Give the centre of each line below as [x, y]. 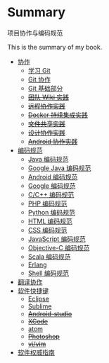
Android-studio [50, 313]
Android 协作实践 [53, 141]
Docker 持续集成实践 [58, 115]
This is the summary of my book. [55, 47]
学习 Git [39, 70]
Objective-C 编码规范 [59, 247]
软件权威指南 [36, 352]
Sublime [40, 306]
